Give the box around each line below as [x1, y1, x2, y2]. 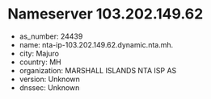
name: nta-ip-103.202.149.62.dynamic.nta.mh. [19, 39, 174, 49]
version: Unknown [19, 74, 80, 84]
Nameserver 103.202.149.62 [7, 5, 204, 23]
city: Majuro [19, 48, 60, 58]
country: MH [19, 57, 61, 67]
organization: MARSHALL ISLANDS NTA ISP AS [19, 65, 177, 75]
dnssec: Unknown [19, 82, 80, 93]
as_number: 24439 [19, 31, 83, 41]
